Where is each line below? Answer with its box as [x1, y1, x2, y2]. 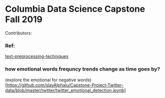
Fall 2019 [5, 14, 43, 25]
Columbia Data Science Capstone [5, 3, 145, 15]
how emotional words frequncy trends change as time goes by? [5, 66, 161, 73]
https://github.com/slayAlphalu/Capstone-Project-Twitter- [6, 82, 124, 88]
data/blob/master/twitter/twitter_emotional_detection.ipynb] [5, 87, 126, 93]
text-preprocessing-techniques [5, 53, 69, 59]
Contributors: [5, 30, 32, 36]
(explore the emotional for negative [5, 77, 76, 83]
